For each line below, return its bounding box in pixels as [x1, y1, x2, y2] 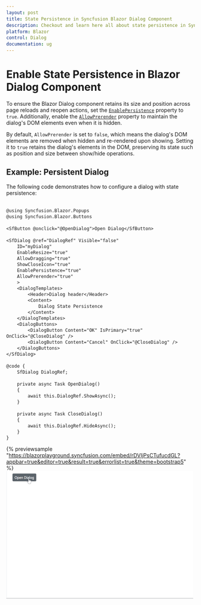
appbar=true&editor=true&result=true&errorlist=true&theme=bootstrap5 [6, 458, 184, 465]
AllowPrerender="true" [17, 273, 74, 279]
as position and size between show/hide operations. [6, 149, 135, 157]
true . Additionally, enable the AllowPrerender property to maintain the [6, 112, 178, 120]
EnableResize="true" [17, 249, 68, 255]
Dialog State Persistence [38, 303, 103, 309]
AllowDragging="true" [17, 255, 71, 261]
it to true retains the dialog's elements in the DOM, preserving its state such [6, 143, 193, 151]
